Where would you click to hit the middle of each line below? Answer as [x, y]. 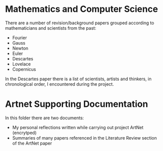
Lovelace [21, 64]
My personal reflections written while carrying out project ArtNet [78, 127]
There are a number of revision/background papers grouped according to [80, 23]
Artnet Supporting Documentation [77, 104]
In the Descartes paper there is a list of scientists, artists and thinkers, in [78, 79]
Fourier [19, 38]
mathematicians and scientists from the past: [51, 28]
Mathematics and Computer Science [82, 9]
